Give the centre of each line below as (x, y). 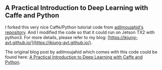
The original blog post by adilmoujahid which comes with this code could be (81, 52)
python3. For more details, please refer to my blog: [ (57, 37)
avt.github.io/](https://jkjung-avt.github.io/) (48, 42)
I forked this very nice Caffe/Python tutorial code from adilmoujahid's (74, 27)
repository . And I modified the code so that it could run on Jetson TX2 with (80, 32)
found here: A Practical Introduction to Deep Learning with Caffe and (74, 57)
